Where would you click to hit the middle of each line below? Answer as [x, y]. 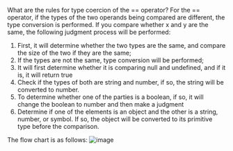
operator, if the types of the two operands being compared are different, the [116, 17]
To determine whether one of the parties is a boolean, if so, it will [110, 97]
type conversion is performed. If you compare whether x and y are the [108, 25]
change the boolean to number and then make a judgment [101, 104]
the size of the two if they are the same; [74, 53]
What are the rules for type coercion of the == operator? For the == [104, 10]
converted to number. [48, 90]
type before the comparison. [58, 126]
